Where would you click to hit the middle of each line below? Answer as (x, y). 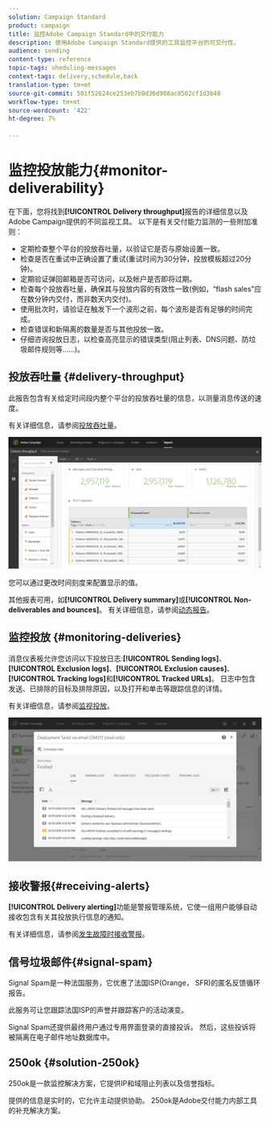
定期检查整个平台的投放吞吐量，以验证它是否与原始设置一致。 (122, 249)
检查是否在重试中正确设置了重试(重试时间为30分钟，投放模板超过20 (132, 258)
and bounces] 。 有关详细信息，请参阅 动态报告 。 (133, 610)
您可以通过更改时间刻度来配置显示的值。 (75, 582)
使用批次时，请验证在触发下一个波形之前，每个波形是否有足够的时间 (133, 309)
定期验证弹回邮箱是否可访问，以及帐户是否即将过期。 (108, 278)
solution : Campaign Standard (57, 17)
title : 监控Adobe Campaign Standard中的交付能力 (86, 34)
